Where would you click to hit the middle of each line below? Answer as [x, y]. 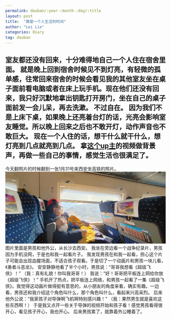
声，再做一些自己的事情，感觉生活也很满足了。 [79, 155]
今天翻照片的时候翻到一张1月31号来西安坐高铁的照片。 [62, 168]
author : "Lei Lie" [25, 27]
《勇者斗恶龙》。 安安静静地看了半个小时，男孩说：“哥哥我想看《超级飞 [78, 267]
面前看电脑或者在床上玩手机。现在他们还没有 [82, 89]
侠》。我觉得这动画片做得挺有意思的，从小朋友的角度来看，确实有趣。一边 [82, 286]
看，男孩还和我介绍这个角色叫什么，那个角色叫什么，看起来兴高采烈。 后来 [84, 292]
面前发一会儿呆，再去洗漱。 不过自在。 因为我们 [80, 108]
